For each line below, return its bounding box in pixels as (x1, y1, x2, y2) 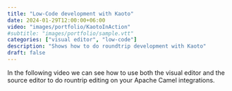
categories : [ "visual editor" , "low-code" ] (7, 36, 138, 43)
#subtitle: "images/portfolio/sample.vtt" (7, 29, 134, 37)
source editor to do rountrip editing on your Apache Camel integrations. (7, 76, 215, 84)
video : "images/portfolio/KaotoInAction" (7, 23, 131, 30)
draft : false (7, 50, 46, 57)
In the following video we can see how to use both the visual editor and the (7, 68, 226, 77)
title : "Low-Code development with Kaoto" (7, 10, 134, 17)
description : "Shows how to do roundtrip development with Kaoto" (7, 43, 207, 50)
